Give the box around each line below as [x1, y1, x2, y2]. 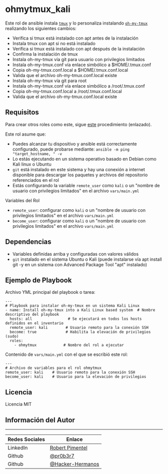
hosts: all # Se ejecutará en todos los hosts [9, 316, 142, 321]
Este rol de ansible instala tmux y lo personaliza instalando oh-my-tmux [5, 20, 148, 26]
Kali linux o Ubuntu [12, 161, 51, 167]
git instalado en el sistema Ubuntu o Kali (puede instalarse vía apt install [12, 256, 162, 262]
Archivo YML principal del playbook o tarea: [5, 289, 95, 295]
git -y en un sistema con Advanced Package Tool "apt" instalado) [12, 261, 147, 267]
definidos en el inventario [5, 321, 64, 326]
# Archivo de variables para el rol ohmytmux [5, 365, 101, 371]
